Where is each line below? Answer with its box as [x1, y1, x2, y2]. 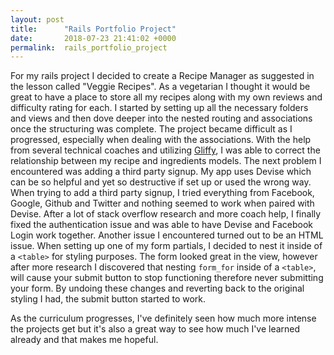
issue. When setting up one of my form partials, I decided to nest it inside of [10, 240, 323, 252]
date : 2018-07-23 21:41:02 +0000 [10, 33, 177, 43]
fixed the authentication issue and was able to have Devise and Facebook [10, 219, 314, 231]
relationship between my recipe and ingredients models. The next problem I [10, 155, 322, 167]
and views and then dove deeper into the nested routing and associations [10, 112, 313, 125]
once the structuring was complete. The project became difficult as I [10, 123, 293, 135]
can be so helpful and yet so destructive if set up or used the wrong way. [10, 176, 312, 188]
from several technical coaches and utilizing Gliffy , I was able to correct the [10, 144, 321, 156]
